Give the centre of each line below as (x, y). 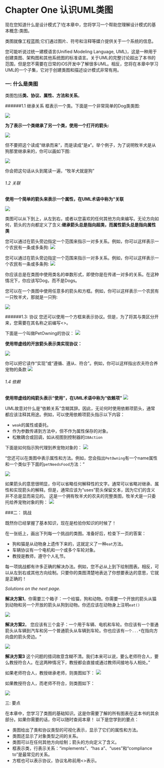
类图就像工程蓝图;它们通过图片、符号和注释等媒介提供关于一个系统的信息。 (81, 41)
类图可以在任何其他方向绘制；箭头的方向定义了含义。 (66, 742)
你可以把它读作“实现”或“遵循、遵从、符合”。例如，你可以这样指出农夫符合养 (82, 363)
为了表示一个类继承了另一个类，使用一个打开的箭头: (57, 126)
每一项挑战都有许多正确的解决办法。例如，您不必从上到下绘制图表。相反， (80, 566)
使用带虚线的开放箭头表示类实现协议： (43, 344)
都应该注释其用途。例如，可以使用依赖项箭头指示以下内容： (65, 414)
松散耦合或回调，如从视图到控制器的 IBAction (57, 437)
